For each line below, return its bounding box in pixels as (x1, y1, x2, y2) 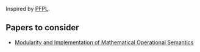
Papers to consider (5, 22, 79, 33)
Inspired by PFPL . (5, 5, 50, 12)
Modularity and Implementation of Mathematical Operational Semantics (14, 39, 194, 46)
